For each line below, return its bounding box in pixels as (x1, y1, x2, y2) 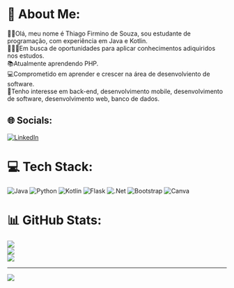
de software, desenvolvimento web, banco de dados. (7, 94, 160, 103)
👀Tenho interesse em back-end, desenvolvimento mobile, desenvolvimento (7, 87, 224, 95)
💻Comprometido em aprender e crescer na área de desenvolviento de (7, 70, 210, 78)
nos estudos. (7, 51, 45, 60)
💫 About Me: (7, 6, 81, 22)
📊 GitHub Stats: (7, 212, 102, 228)
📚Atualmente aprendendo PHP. (7, 59, 99, 67)
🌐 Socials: (7, 115, 53, 127)
